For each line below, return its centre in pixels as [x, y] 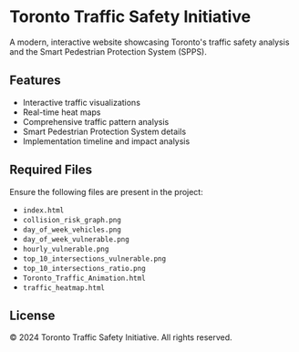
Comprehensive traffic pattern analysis [96, 121]
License [32, 315]
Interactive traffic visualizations [82, 102]
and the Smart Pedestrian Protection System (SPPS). [108, 51]
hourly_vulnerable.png [66, 249]
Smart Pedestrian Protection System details [104, 131]
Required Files [51, 170]
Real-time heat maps [62, 112]
